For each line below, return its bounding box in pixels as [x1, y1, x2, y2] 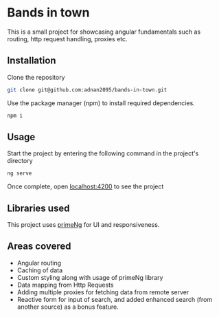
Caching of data [16, 266, 63, 274]
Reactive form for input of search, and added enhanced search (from [16, 295, 213, 303]
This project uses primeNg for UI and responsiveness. [7, 221, 160, 228]
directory [7, 157, 33, 165]
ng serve [7, 170, 32, 177]
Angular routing [16, 259, 62, 267]
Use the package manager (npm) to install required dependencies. [7, 98, 196, 107]
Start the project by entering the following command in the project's [7, 149, 199, 157]
